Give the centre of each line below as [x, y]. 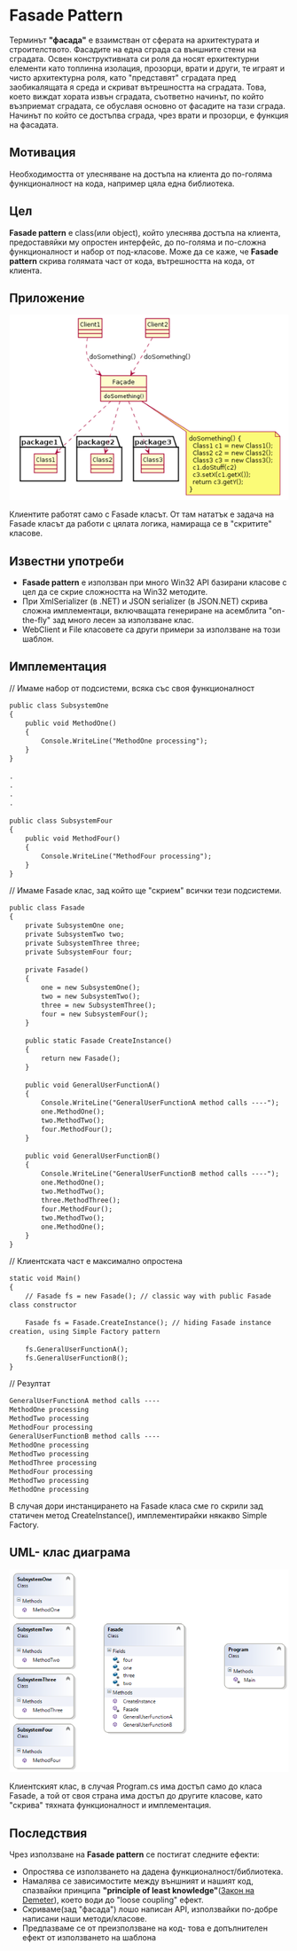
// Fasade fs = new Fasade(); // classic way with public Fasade [148, 1296]
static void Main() [45, 1278]
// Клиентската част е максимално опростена [96, 1260]
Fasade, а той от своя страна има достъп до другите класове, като [136, 1796]
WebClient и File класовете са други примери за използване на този [151, 629]
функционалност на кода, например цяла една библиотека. [122, 183]
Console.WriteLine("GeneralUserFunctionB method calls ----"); [160, 1174]
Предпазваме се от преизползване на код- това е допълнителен [145, 1928]
